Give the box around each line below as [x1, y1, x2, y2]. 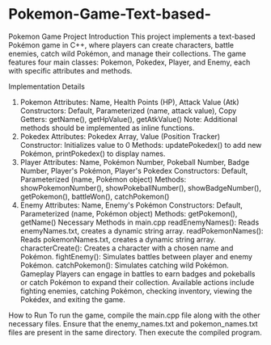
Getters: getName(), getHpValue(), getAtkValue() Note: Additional [19, 114, 238, 124]
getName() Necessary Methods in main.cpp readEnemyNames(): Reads [19, 217, 260, 227]
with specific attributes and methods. [8, 65, 133, 75]
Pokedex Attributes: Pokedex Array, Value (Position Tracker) [19, 131, 221, 141]
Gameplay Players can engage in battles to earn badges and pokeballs [19, 268, 256, 279]
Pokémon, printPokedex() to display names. [19, 149, 166, 158]
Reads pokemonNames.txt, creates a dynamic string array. [19, 234, 216, 244]
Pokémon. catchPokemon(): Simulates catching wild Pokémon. [19, 260, 229, 270]
